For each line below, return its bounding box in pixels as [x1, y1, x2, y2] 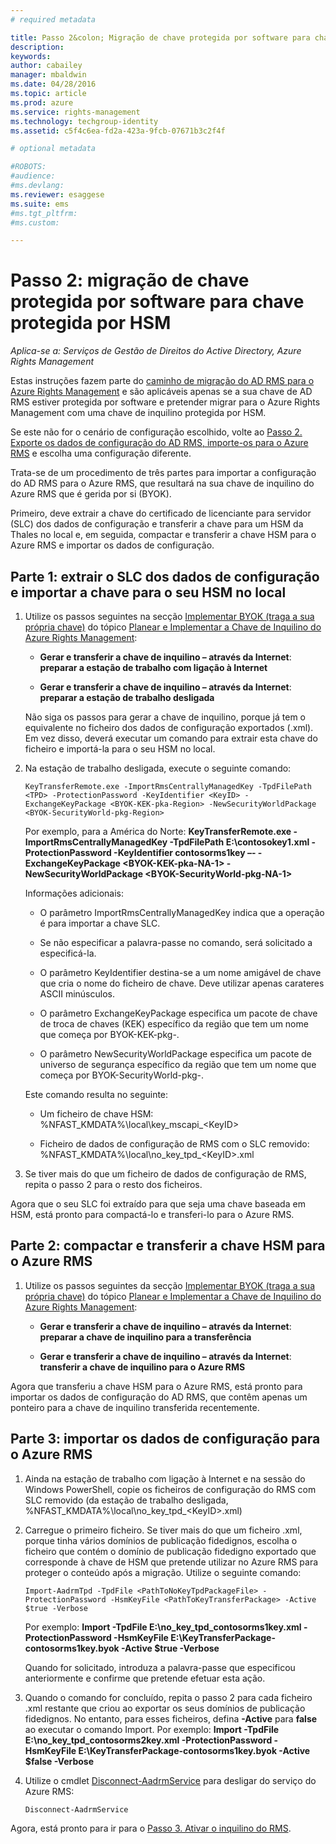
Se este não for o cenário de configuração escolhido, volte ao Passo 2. [10, 426, 303, 438]
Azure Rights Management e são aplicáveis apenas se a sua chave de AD [10, 386, 313, 398]
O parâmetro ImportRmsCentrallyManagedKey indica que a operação [39, 907, 325, 918]
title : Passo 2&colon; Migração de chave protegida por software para [10, 32, 311, 43]
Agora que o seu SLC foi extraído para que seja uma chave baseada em [10, 1198, 306, 1210]
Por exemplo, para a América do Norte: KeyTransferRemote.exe [24, 826, 292, 837]
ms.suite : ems [10, 199, 70, 209]
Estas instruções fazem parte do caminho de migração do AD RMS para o [10, 375, 315, 387]
